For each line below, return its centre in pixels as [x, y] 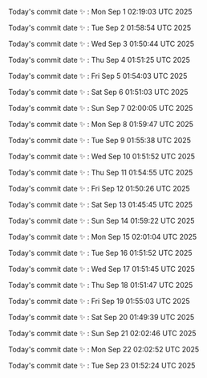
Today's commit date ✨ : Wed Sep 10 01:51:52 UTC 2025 [101, 156]
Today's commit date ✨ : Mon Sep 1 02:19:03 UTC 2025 [100, 12]
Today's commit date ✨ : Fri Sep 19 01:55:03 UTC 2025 [99, 301]
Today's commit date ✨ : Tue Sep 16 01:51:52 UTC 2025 [100, 253]
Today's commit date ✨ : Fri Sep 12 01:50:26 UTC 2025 [99, 189]
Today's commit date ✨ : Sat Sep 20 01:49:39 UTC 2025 [101, 317]
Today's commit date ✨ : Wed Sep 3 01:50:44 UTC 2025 [101, 44]
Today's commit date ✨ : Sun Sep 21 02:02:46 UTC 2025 [102, 333]
